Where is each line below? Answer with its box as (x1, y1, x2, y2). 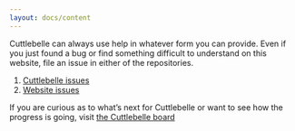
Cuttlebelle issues (22, 74, 90, 86)
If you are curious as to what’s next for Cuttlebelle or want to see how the (9, 101, 283, 113)
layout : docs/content (9, 13, 92, 23)
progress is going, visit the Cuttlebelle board (9, 111, 175, 122)
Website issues (22, 84, 80, 95)
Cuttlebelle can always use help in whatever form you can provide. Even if (9, 38, 287, 49)
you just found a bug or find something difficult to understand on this (9, 47, 268, 59)
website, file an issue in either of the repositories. (9, 57, 193, 68)
